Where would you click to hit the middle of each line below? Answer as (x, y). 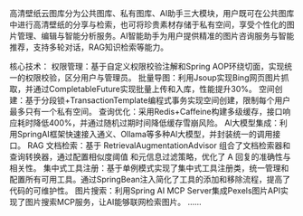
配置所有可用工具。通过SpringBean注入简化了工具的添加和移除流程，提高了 (150, 179)
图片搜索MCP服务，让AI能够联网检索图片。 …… (113, 202)
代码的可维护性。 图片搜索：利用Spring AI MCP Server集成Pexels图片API (145, 191)
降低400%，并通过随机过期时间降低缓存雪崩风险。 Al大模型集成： (156, 123)
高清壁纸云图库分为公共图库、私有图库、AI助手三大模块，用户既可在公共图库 (152, 13)
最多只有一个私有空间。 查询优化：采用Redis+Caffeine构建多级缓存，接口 (146, 112)
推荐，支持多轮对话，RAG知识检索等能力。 (89, 47)
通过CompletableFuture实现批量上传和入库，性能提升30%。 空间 (154, 89)
